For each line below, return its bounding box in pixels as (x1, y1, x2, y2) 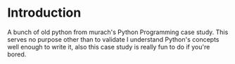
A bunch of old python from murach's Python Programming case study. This (7, 28, 229, 36)
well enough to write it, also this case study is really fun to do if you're (7, 42, 210, 51)
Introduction (7, 5, 82, 21)
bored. (7, 50, 27, 58)
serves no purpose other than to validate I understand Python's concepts (7, 35, 220, 43)
